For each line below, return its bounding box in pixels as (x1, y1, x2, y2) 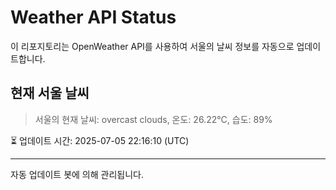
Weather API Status (10, 6, 177, 29)
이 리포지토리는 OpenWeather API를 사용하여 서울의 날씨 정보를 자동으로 (10, 40, 295, 52)
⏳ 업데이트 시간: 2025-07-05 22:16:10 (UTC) (10, 134, 190, 146)
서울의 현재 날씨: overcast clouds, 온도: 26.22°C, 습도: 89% (34, 113, 273, 125)
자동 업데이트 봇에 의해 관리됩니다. (10, 168, 144, 180)
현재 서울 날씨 (10, 85, 90, 102)
